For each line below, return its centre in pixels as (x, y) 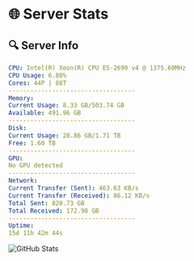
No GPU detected (36, 166)
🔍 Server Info (44, 45)
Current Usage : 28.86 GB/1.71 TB (65, 135)
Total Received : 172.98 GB (54, 211)
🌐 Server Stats (59, 14)
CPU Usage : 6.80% (38, 75)
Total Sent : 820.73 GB (46, 203)
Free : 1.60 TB (32, 143)
